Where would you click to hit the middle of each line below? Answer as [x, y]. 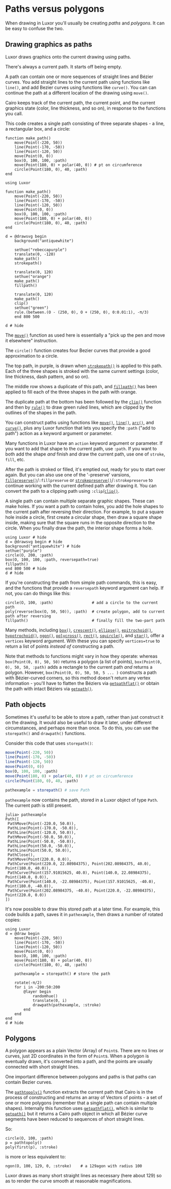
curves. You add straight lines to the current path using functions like [78, 82]
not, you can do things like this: [38, 593]
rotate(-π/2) [28, 982]
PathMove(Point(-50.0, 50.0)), [40, 837]
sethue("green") [32, 308]
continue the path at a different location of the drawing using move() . [77, 93]
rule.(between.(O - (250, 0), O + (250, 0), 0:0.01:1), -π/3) [82, 312]
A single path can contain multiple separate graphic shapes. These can [80, 501]
